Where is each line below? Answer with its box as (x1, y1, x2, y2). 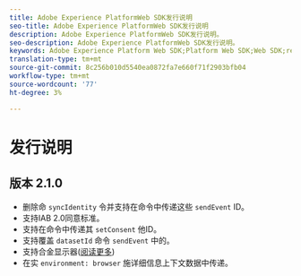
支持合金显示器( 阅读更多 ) (21, 246, 116, 256)
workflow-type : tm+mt (9, 72, 90, 81)
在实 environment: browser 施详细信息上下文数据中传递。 (21, 257, 233, 268)
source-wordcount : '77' (9, 80, 99, 89)
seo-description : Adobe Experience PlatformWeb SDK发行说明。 (9, 38, 240, 47)
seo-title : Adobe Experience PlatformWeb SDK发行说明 (9, 22, 209, 30)
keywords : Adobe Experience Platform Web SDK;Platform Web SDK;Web (9, 47, 267, 56)
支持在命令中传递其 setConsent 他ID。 (21, 223, 162, 234)
